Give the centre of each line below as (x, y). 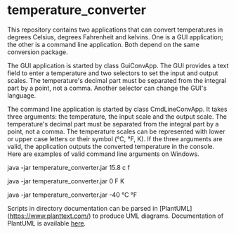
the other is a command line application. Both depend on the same (104, 44)
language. (22, 95)
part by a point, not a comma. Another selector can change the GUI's (107, 88)
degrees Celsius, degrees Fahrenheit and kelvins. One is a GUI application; (115, 37)
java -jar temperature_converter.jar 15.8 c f (68, 167)
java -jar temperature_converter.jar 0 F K (66, 181)
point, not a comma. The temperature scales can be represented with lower (116, 131)
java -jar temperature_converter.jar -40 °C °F (72, 195)
